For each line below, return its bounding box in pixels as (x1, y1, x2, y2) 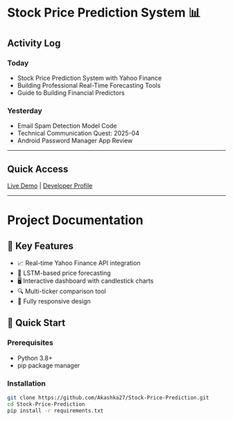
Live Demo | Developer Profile (7, 181, 93, 190)
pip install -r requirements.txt (7, 407, 104, 414)
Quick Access (7, 163, 69, 175)
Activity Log (7, 37, 61, 49)
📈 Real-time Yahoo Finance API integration (17, 258, 141, 267)
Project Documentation (7, 213, 144, 229)
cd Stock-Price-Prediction (7, 400, 85, 408)
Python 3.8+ (17, 354, 53, 362)
